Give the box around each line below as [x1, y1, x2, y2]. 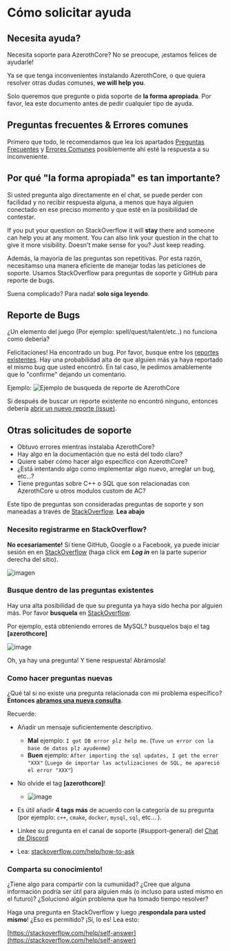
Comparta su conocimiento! [7, 865, 103, 874]
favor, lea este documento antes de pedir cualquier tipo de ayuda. [7, 99, 194, 108]
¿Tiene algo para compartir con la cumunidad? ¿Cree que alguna [7, 880, 191, 888]
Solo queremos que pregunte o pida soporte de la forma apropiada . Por [7, 92, 212, 100]
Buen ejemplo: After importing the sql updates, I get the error [27, 751, 219, 760]
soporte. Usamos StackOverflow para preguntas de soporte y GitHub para [7, 268, 218, 277]
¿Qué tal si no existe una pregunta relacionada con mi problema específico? [7, 689, 222, 698]
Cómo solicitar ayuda [7, 5, 132, 21]
